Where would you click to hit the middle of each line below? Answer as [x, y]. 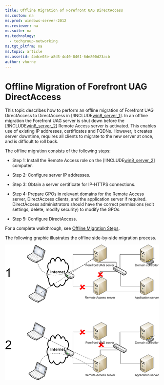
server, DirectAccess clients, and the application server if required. [79, 199]
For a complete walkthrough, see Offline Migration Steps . [62, 228]
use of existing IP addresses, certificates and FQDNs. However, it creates [79, 131]
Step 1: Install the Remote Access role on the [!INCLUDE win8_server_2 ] [83, 161]
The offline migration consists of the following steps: [58, 151]
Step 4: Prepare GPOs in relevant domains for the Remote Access [78, 194]
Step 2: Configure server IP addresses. [51, 175]
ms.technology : [20, 36]
